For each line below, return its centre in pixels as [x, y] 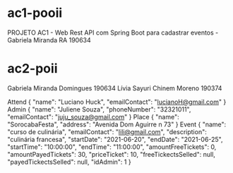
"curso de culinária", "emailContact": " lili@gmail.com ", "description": [107, 131]
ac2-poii [32, 69]
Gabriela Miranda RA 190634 [49, 40]
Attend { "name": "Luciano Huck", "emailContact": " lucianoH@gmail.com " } [117, 102]
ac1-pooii [35, 13]
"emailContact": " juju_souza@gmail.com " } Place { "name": [93, 117]
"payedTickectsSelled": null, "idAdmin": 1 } [70, 162]
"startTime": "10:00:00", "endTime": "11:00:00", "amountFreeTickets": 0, [112, 147]
